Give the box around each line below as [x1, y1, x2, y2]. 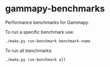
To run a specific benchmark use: [5, 29, 74, 35]
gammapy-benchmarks [5, 3, 105, 14]
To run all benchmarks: [5, 48, 52, 54]
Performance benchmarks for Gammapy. [5, 19, 89, 25]
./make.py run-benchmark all [5, 57, 66, 62]
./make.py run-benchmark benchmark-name [5, 38, 91, 44]
